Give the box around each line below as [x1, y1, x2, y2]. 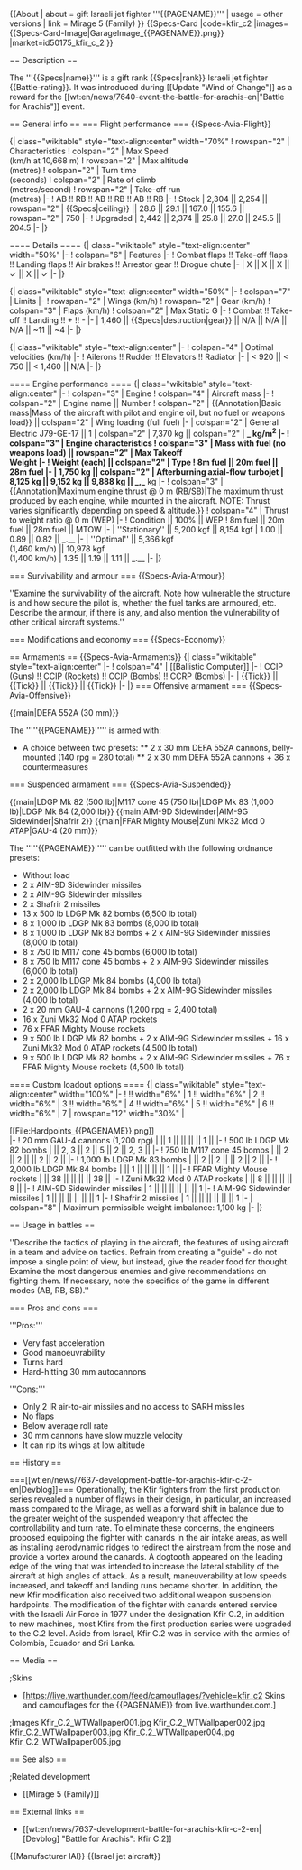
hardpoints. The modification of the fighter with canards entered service [9, 1598, 278, 1610]
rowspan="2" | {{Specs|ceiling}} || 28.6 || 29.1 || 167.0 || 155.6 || [9, 203, 245, 214]
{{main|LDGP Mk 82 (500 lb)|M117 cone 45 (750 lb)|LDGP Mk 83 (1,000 [9, 796, 275, 807]
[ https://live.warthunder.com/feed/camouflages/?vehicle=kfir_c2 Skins [22, 1689, 286, 1700]
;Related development [9, 1771, 91, 1782]
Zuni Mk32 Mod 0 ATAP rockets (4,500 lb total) [22, 1042, 198, 1053]
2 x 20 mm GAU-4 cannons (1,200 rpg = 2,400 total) [22, 1004, 218, 1014]
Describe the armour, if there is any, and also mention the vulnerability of [9, 606, 280, 617]
